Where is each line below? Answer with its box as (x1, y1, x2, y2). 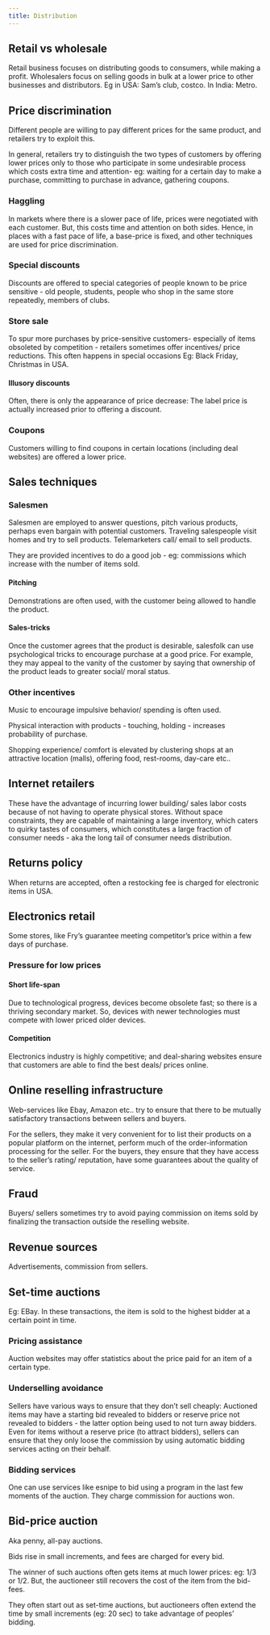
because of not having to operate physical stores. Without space (8, 807, 223, 816)
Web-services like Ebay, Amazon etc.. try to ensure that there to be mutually (8, 1105, 262, 1115)
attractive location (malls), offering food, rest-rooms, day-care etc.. (8, 753, 231, 764)
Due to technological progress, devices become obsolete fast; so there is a (8, 997, 258, 1007)
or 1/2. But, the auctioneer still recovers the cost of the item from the (8, 1575, 235, 1585)
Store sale (8, 315, 49, 327)
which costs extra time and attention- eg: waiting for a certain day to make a (8, 166, 262, 176)
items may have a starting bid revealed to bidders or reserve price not (8, 1410, 240, 1419)
